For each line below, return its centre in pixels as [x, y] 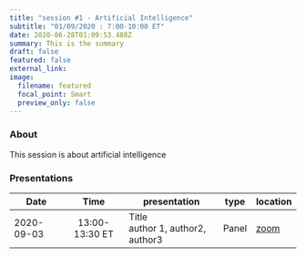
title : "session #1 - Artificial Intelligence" [102, 18]
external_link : [38, 69]
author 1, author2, [168, 228]
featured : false [40, 60]
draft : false [34, 52]
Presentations [41, 178]
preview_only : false [56, 103]
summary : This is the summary [67, 43]
